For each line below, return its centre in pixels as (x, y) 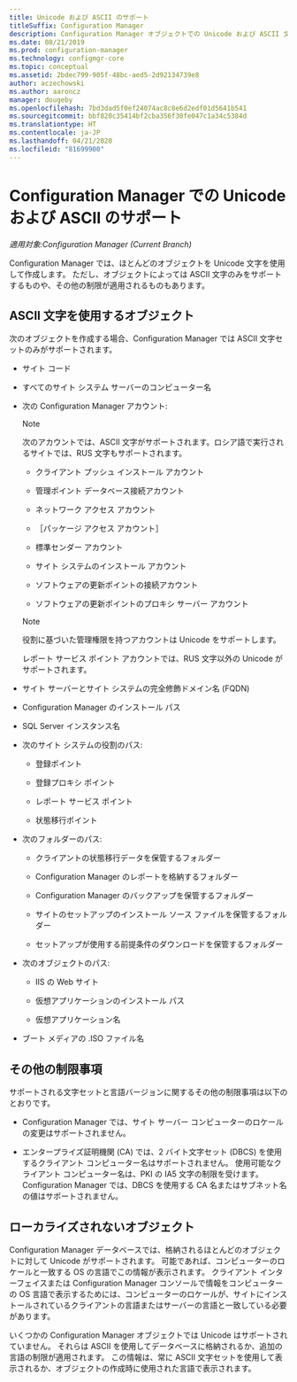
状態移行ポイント (66, 820)
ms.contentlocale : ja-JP (55, 133)
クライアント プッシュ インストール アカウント (120, 472)
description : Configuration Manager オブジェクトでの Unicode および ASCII (145, 34)
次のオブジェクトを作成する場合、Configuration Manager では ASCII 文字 (142, 338)
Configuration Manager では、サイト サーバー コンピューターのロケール (153, 1122)
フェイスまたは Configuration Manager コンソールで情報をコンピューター (150, 1283)
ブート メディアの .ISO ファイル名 (83, 1038)
